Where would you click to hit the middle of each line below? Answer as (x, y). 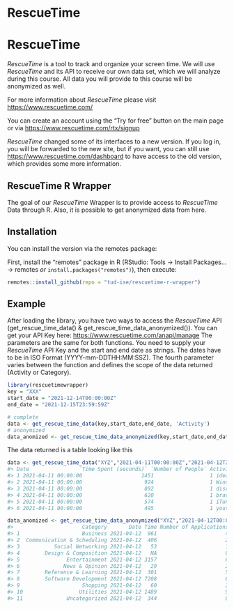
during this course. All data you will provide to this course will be (100, 79)
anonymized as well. (37, 86)
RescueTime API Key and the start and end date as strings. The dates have (114, 350)
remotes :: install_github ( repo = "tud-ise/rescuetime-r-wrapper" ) (104, 282)
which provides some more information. (64, 164)
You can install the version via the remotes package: (82, 248)
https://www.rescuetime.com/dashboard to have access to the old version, (115, 156)
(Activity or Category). (39, 372)
